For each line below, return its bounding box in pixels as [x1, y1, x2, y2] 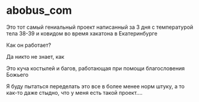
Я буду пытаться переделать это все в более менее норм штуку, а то [6, 82, 185, 90]
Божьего [6, 71, 29, 78]
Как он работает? [6, 41, 51, 49]
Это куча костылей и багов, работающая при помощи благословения [6, 64, 185, 72]
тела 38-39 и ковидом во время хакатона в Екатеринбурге [6, 29, 158, 37]
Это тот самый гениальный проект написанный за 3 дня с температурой [6, 23, 194, 31]
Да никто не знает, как [6, 53, 65, 60]
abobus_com [6, 4, 72, 17]
